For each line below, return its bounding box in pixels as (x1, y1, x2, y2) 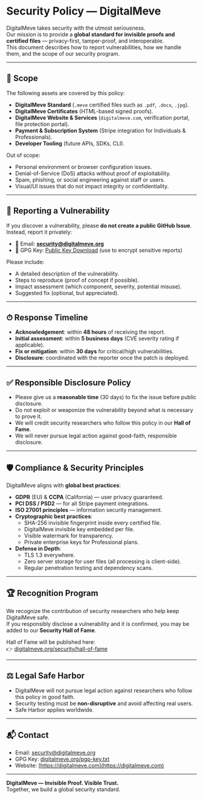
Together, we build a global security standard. (6, 786, 121, 793)
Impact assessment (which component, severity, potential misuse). (14, 283, 182, 290)
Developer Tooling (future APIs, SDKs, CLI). (14, 139, 125, 147)
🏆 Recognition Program (6, 588, 98, 598)
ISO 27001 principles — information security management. (14, 506, 163, 513)
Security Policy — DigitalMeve (6, 4, 161, 18)
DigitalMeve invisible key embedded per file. (24, 526, 135, 532)
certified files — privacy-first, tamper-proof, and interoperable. (6, 37, 164, 44)
